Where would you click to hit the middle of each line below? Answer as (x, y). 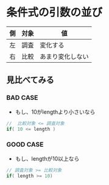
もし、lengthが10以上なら (47, 158)
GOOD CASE (25, 145)
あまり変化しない (65, 57)
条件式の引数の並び (54, 12)
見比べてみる (30, 80)
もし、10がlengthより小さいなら (55, 112)
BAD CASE (22, 98)
